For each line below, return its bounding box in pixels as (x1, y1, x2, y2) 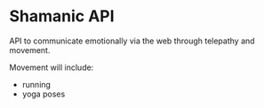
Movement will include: (9, 62, 94, 73)
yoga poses (21, 89, 66, 99)
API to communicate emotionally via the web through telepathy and (9, 35, 255, 46)
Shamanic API (9, 6, 115, 27)
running (21, 79, 52, 89)
